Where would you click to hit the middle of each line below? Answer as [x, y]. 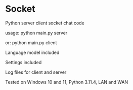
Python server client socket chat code [45, 23]
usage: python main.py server [36, 33]
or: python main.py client [31, 42]
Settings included [24, 62]
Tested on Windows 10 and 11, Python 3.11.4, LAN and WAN [67, 82]
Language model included [32, 52]
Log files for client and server [36, 72]
